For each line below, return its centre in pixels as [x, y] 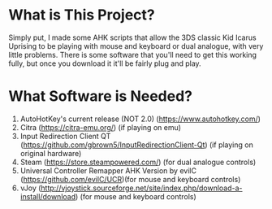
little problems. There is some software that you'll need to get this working [133, 54]
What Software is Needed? [101, 96]
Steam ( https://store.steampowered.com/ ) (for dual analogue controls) [138, 162]
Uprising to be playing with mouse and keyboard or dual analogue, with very [136, 46]
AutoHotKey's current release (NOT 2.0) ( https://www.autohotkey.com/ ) [140, 119]
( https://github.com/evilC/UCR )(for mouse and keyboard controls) [130, 179]
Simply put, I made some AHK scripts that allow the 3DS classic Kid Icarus [133, 37]
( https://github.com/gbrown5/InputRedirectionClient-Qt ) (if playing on [136, 145]
